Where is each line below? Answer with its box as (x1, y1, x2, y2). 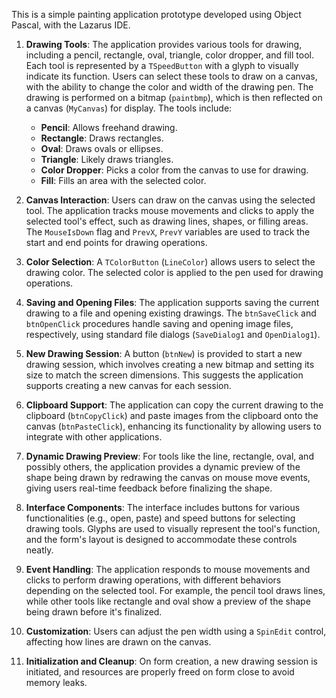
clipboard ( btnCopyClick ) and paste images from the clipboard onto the (25, 410, 319, 421)
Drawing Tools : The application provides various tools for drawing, (25, 39, 303, 50)
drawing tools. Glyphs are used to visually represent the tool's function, (25, 523, 321, 534)
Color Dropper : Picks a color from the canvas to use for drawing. (40, 164, 309, 176)
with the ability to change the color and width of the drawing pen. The (25, 81, 314, 93)
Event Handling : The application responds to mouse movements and (25, 564, 311, 575)
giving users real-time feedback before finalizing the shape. (25, 482, 273, 494)
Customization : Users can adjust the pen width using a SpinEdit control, (25, 625, 327, 637)
